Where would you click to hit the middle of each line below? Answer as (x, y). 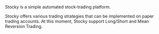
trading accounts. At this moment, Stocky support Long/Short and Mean (77, 21)
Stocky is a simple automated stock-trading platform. (58, 7)
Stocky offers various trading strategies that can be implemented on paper (79, 16)
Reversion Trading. (24, 26)
